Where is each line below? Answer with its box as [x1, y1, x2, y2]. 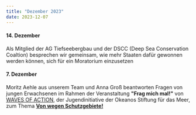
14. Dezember [6, 32, 40, 39]
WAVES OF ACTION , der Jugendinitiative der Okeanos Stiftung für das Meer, [6, 96, 190, 103]
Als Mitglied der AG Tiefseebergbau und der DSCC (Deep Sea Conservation [6, 45, 189, 52]
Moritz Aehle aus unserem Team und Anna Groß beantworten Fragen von [6, 83, 183, 90]
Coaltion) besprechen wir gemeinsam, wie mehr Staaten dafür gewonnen [6, 51, 183, 58]
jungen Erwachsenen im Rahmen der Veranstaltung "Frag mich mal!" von [6, 90, 184, 97]
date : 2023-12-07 [6, 14, 49, 20]
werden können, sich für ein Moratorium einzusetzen [6, 57, 133, 64]
